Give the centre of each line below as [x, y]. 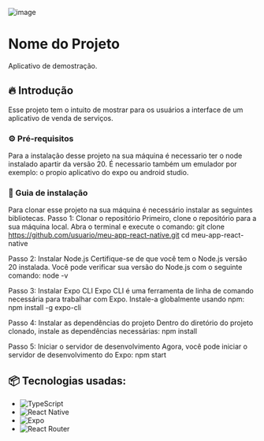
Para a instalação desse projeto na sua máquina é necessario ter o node [125, 156]
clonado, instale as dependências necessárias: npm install [103, 331]
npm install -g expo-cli [45, 308]
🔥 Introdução [41, 91]
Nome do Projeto [64, 44]
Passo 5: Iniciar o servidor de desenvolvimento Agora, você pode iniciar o [128, 346]
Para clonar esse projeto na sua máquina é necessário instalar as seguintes [131, 210]
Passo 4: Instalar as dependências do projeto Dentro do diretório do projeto [131, 323]
